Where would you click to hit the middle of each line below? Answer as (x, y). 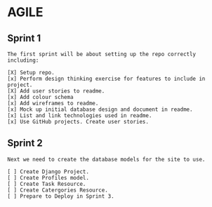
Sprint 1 (24, 38)
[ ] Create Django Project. (48, 172)
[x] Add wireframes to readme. (53, 103)
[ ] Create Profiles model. (48, 178)
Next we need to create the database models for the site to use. (106, 159)
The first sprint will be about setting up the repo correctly (102, 54)
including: (23, 60)
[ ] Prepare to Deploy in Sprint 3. (61, 196)
